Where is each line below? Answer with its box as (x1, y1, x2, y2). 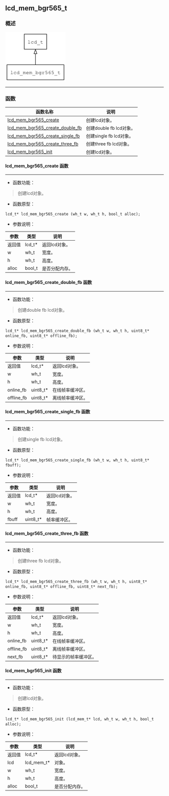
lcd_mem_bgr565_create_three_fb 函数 (5, 530, 89, 536)
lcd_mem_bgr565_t (5, 4, 67, 13)
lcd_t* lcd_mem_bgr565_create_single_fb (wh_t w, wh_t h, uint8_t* (5, 458, 150, 463)
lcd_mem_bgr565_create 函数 (5, 163, 69, 169)
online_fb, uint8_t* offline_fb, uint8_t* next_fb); (5, 584, 118, 590)
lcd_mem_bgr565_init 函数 (5, 668, 62, 674)
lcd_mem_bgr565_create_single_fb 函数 (5, 409, 91, 415)
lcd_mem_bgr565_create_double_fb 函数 (5, 279, 92, 285)
